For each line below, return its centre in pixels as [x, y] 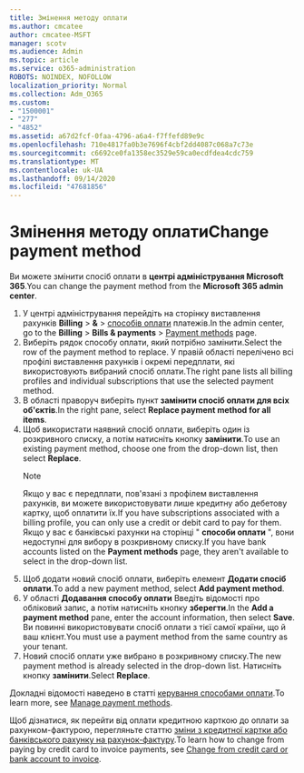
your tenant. [45, 647]
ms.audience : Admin [46, 52]
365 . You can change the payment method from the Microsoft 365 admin [147, 286]
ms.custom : [30, 102]
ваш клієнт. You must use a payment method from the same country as [155, 637]
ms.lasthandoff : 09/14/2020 [63, 178]
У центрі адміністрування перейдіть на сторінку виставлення [141, 314]
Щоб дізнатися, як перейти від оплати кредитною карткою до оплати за [149, 720]
